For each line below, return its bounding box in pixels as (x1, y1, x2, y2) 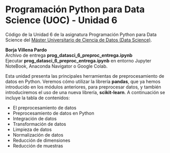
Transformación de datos (12, 121, 66, 127)
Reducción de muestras (12, 142, 63, 149)
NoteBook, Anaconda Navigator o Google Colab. (5, 63, 108, 69)
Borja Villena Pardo (5, 47, 47, 53)
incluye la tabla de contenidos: (5, 95, 70, 101)
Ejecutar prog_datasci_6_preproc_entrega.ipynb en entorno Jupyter (5, 57, 152, 63)
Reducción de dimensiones (12, 137, 70, 143)
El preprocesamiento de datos (12, 104, 77, 111)
